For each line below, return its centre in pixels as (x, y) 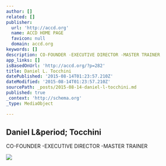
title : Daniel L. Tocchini (39, 71)
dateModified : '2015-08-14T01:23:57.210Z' (58, 82)
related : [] (20, 17)
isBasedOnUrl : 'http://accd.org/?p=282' (56, 66)
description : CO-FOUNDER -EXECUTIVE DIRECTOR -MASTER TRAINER (83, 55)
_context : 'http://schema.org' (44, 98)
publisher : (19, 22)
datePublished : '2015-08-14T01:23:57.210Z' (60, 76)
